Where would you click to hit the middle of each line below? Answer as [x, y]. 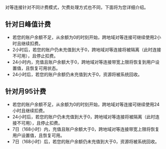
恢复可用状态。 [45, 68]
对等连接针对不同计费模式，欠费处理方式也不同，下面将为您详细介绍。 [77, 7]
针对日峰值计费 [28, 25]
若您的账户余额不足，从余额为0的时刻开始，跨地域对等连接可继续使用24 [86, 104]
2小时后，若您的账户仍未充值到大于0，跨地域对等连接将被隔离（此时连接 [87, 50]
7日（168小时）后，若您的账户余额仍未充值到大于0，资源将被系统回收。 [86, 141]
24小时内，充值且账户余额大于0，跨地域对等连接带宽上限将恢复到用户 [83, 62]
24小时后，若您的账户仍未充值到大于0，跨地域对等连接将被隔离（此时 [83, 117]
